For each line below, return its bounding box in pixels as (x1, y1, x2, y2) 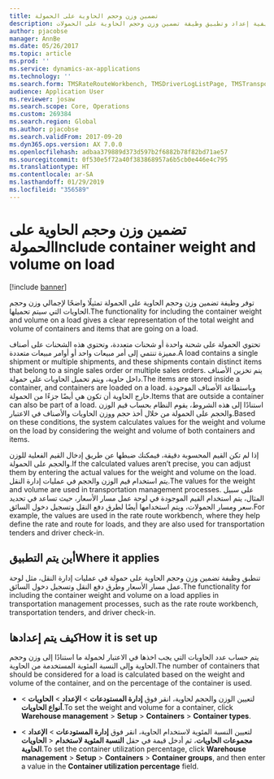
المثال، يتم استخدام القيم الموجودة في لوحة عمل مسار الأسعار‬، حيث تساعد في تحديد (9, 493, 265, 503)
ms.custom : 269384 (9, 110, 72, 119)
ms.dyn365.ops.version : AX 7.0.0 (9, 140, 123, 149)
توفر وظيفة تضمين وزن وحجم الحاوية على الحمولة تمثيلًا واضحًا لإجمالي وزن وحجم (9, 297, 254, 307)
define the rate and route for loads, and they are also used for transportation (9, 519, 265, 529)
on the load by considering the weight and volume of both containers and (9, 426, 255, 435)
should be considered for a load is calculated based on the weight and (9, 669, 246, 679)
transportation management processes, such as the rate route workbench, (9, 599, 259, 608)
